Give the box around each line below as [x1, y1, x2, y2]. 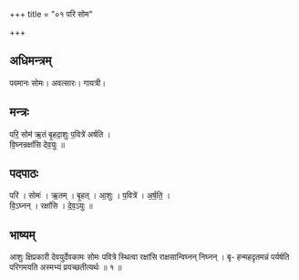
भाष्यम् [9, 227, 36, 243]
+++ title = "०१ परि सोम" [9, 9, 93, 19]
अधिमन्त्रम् [9, 53, 52, 68]
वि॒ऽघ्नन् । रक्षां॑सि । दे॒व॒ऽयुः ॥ [9, 201, 93, 212]
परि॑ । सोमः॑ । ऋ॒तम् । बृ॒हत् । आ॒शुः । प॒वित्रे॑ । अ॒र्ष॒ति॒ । [9, 190, 171, 201]
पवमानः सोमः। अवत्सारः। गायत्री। [9, 78, 107, 88]
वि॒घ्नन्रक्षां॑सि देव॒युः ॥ [9, 139, 66, 150]
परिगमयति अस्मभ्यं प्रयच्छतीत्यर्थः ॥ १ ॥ [9, 262, 122, 273]
